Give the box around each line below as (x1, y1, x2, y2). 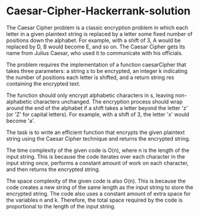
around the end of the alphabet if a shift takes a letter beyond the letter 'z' (6, 104, 188, 111)
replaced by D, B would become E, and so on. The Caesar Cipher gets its (6, 43, 185, 50)
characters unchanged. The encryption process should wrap (33, 98, 183, 105)
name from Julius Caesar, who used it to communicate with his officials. (6, 49, 183, 56)
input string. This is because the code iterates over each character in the (6, 153, 185, 160)
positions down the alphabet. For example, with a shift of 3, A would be (6, 36, 181, 44)
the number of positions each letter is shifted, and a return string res (6, 74, 174, 81)
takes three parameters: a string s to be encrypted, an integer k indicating (6, 67, 188, 74)
